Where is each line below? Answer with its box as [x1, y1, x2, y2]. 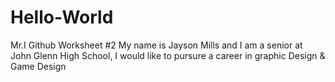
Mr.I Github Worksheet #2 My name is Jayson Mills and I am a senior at [10, 39, 303, 51]
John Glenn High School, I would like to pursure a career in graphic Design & [10, 49, 326, 61]
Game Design [10, 60, 67, 72]
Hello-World [10, 6, 114, 29]
